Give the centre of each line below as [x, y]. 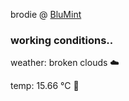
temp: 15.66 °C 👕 [45, 86]
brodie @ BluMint [46, 14]
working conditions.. [62, 40]
